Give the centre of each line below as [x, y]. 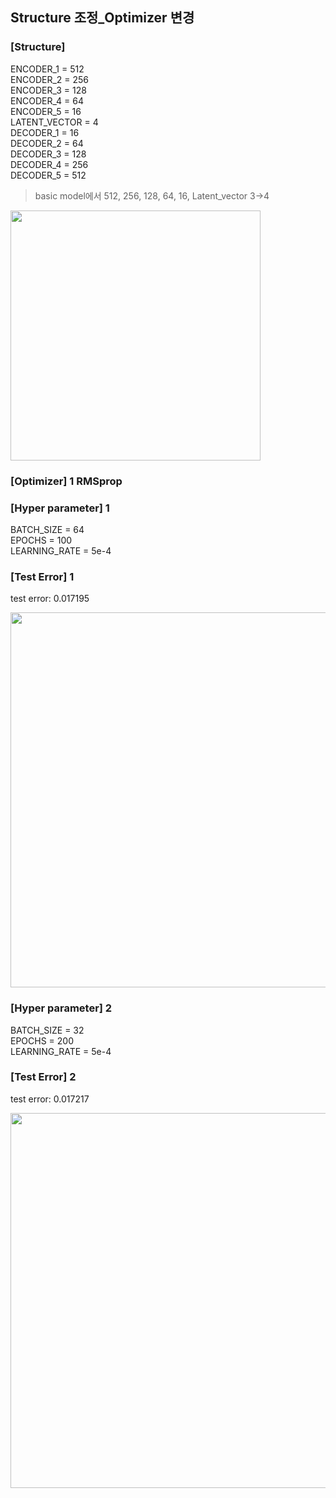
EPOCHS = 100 [41, 540]
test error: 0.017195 [50, 599]
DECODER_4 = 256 [49, 164]
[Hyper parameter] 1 [60, 508]
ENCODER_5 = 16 [46, 111]
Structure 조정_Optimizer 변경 [102, 18]
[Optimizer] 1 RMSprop [66, 481]
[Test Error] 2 [43, 1077]
